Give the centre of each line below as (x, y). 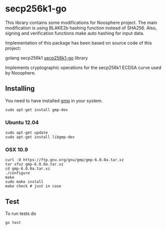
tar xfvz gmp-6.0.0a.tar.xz (34, 164)
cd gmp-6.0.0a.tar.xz (28, 169)
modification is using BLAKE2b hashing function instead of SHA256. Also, (81, 27)
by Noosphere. (20, 72)
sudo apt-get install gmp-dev (37, 110)
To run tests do (21, 213)
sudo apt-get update (27, 133)
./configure (17, 173)
